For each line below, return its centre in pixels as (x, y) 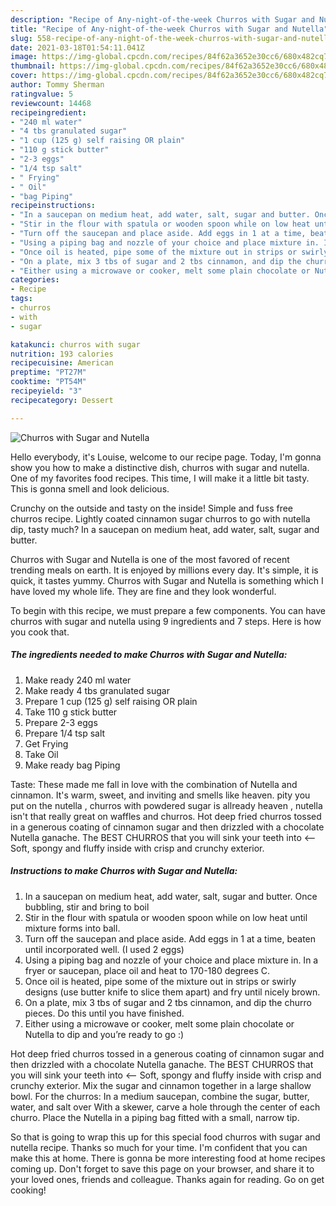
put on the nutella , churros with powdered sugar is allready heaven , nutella (166, 805)
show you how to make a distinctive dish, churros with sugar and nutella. (160, 467)
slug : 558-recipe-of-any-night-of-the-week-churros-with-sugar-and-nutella (171, 38)
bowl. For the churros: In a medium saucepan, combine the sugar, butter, (160, 1096)
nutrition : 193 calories (62, 354)
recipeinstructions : (53, 206)
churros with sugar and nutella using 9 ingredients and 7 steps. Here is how (166, 621)
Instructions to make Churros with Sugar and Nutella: (124, 871)
